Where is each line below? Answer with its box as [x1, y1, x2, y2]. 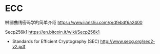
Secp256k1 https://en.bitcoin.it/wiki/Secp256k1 [5, 29, 100, 35]
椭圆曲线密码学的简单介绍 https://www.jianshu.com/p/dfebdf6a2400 [5, 19, 143, 25]
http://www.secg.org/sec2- [100, 38, 155, 44]
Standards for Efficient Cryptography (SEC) [12, 38, 100, 44]
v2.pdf [12, 43, 26, 49]
